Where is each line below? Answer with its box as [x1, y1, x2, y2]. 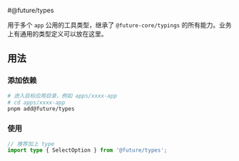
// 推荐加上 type [7, 140, 55, 147]
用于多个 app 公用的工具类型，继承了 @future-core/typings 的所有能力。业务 [7, 21, 232, 29]
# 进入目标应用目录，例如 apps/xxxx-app [7, 92, 118, 99]
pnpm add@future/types [7, 105, 75, 113]
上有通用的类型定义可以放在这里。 [7, 30, 108, 38]
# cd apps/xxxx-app [7, 99, 66, 106]
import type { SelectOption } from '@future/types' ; [7, 147, 168, 154]
